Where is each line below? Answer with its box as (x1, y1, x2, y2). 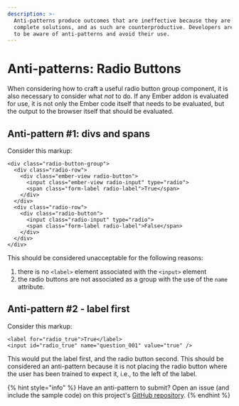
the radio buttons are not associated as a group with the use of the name (17, 275, 228, 283)
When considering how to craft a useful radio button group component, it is (7, 85, 228, 93)
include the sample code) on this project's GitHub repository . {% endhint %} (7, 390, 231, 399)
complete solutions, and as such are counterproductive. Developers (14, 23, 221, 31)
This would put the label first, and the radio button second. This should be (7, 354, 224, 363)
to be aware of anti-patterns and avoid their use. (14, 30, 171, 38)
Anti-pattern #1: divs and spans (7, 127, 151, 139)
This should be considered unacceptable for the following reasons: (7, 254, 204, 262)
